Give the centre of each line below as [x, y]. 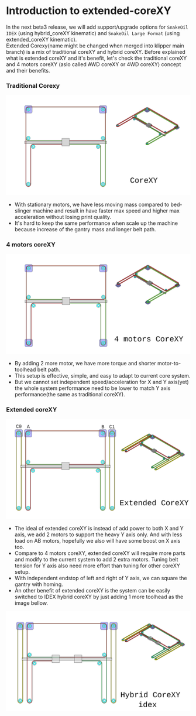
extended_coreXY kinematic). [42, 39]
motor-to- [169, 363]
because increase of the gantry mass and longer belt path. [85, 229]
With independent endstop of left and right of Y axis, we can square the [101, 578]
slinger [23, 210]
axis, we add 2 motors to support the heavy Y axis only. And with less [98, 535]
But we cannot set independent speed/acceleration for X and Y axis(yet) [102, 382]
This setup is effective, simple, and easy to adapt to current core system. [102, 375]
